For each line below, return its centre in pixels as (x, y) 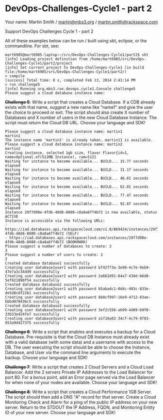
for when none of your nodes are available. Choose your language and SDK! (81, 382)
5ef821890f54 (18, 280)
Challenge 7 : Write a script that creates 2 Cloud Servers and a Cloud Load (79, 367)
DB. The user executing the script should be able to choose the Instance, (78, 347)
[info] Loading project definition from (47, 59)
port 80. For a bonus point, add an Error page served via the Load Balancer (80, 377)
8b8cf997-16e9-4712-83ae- (124, 297)
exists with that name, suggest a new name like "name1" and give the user (79, 107)
